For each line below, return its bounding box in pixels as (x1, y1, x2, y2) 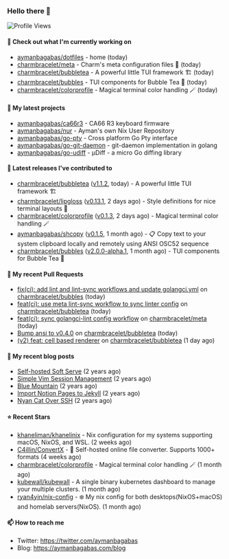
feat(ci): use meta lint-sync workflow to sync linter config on (16, 300, 189, 308)
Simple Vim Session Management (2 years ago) (16, 375, 152, 383)
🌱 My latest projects (7, 104, 65, 112)
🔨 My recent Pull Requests (7, 270, 84, 278)
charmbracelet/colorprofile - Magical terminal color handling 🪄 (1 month (16, 460, 222, 468)
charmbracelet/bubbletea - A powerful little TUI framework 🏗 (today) (16, 68, 214, 76)
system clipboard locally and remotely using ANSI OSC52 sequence (16, 239, 209, 248)
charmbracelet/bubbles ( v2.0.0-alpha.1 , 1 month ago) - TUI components (16, 247, 220, 255)
